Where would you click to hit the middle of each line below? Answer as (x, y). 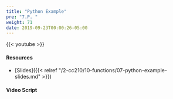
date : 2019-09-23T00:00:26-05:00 (47, 28)
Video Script (22, 90)
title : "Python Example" (36, 11)
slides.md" (28, 77)
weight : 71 (19, 22)
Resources (20, 57)
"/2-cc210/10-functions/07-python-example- (113, 70)
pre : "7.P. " (22, 17)
